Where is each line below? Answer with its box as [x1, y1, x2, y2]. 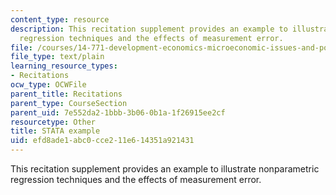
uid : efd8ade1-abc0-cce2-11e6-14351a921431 [10, 136, 195, 146]
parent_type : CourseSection [10, 98, 128, 108]
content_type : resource [10, 14, 110, 25]
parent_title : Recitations [10, 89, 123, 99]
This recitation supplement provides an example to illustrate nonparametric [10, 163, 320, 175]
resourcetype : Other [10, 117, 97, 127]
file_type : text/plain [10, 52, 105, 62]
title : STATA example [10, 126, 101, 136]
